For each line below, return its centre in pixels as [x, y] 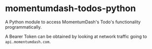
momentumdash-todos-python [71, 8]
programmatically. [23, 27]
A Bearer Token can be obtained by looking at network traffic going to [76, 36]
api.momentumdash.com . [28, 41]
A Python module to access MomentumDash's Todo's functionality [73, 22]
